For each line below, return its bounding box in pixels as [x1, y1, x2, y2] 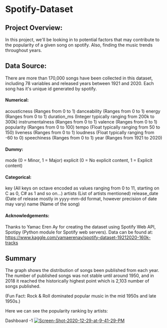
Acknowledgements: [5, 212, 50, 218]
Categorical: [5, 174, 31, 180]
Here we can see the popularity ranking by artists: [5, 308, 108, 314]
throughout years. [5, 47, 42, 53]
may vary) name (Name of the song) [5, 201, 80, 207]
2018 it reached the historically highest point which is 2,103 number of [5, 278, 149, 284]
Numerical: [5, 97, 29, 103]
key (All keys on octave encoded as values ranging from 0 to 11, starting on [5, 185, 159, 191]
